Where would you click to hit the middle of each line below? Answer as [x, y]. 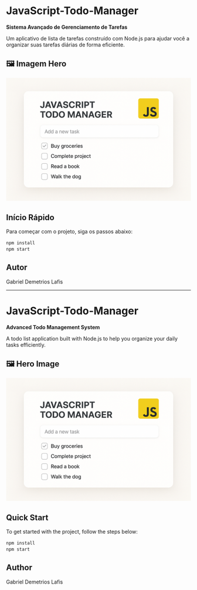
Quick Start [27, 517]
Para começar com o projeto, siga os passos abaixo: [69, 232]
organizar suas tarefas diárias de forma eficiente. [65, 45]
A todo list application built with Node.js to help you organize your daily [92, 338]
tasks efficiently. [26, 345]
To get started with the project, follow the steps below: [72, 532]
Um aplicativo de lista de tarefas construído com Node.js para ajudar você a [98, 38]
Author [19, 568]
